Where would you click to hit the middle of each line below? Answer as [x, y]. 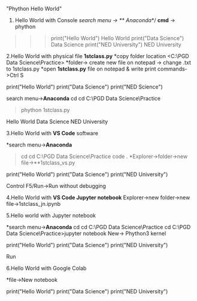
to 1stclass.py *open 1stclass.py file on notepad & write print [81, 69]
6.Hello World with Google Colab [46, 268]
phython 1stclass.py [45, 110]
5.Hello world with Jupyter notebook [51, 215]
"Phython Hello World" [34, 9]
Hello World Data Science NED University [57, 121]
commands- [172, 69]
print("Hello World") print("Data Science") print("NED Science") [84, 87]
